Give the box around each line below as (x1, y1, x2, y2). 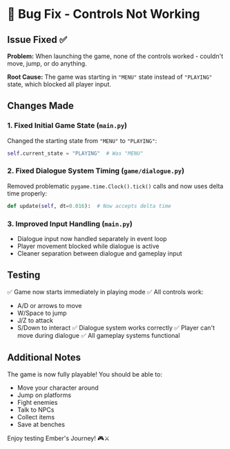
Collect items (17, 412, 55, 421)
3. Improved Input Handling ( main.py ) (7, 219, 133, 229)
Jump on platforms (17, 390, 71, 399)
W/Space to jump (17, 309, 67, 317)
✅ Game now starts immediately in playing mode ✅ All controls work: (7, 287, 204, 296)
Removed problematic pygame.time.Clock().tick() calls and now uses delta (7, 182, 224, 190)
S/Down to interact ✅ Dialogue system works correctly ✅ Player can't (17, 323, 215, 332)
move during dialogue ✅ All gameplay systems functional (17, 331, 180, 339)
